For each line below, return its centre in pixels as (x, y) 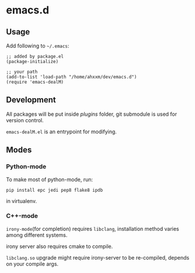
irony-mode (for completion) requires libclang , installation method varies (93, 229)
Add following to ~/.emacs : (38, 46)
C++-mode (22, 216)
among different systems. (37, 235)
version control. (25, 120)
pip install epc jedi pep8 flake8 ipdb (55, 190)
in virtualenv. (21, 201)
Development (31, 100)
